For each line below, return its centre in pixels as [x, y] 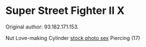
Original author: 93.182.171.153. [42, 27]
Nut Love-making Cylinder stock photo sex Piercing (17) [73, 38]
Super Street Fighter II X [65, 11]
